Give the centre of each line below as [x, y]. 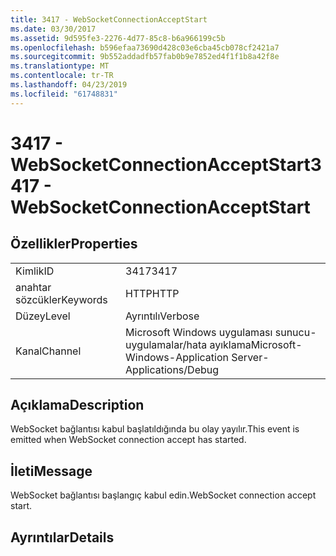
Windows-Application [177, 357]
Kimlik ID [35, 271]
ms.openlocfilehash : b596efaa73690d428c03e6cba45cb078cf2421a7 [145, 47]
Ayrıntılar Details [62, 537]
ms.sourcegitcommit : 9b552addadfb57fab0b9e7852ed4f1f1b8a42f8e [145, 57]
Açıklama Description [77, 405]
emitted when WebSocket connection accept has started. [128, 440]
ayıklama [230, 344]
